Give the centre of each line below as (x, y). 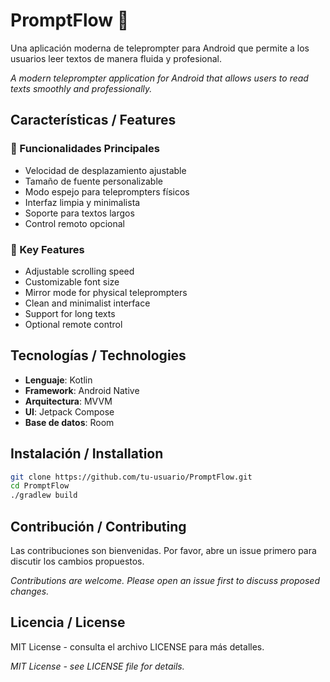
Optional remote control (73, 324)
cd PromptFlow (40, 486)
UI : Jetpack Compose (69, 411)
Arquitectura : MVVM (68, 401)
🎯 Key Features (47, 249)
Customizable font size (72, 281)
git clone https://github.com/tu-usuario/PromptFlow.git (131, 477)
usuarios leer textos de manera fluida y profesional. (116, 58)
